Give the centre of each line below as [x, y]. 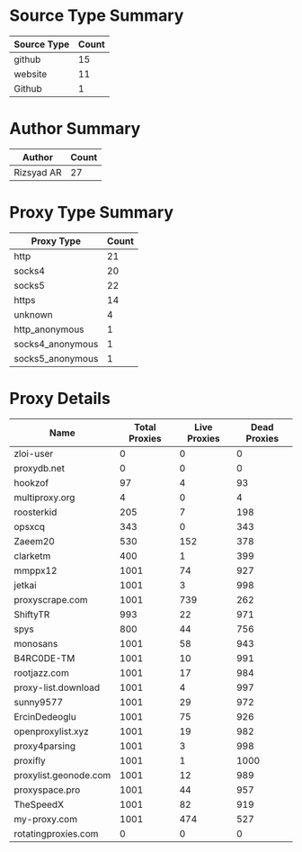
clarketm [32, 556]
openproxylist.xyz [52, 731]
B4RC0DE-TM [44, 658]
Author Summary [75, 129]
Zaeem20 [35, 541]
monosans [36, 643]
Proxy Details [60, 399]
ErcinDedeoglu [45, 716]
